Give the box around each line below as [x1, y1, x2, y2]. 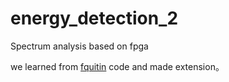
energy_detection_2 [10, 7, 179, 30]
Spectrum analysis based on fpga [10, 40, 149, 52]
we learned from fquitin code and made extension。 [10, 60, 225, 72]
